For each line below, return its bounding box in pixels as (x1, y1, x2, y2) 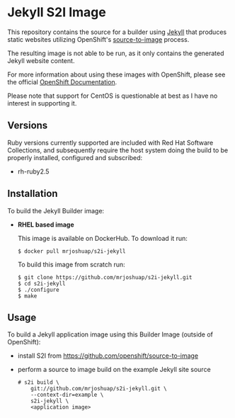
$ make (17, 292, 38, 300)
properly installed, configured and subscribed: (7, 153, 143, 162)
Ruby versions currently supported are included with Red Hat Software (7, 138, 214, 147)
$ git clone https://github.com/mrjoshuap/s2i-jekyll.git (17, 273, 193, 281)
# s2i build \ (17, 379, 59, 386)
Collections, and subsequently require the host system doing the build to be (7, 146, 229, 154)
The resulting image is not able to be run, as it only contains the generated (7, 49, 224, 57)
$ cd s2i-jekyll (17, 280, 66, 287)
